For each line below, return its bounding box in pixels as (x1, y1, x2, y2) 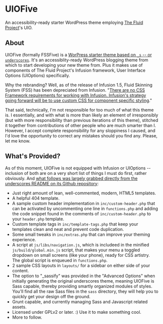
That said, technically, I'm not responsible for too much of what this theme (5, 107, 154, 113)
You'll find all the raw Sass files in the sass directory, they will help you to (12, 288, 159, 294)
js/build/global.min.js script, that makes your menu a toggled (12, 247, 140, 253)
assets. (12, 304, 27, 310)
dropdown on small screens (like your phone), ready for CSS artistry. (12, 252, 150, 258)
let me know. (5, 138, 31, 144)
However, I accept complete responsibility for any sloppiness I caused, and (5, 128, 156, 133)
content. (12, 267, 29, 273)
